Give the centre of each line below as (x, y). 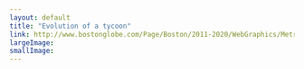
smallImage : (32, 51)
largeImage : (32, 43)
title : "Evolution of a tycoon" (70, 26)
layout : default (40, 17)
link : (19, 34)
